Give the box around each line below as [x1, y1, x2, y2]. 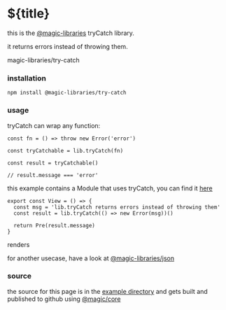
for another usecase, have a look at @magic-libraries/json [7, 254, 175, 262]
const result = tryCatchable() [7, 160, 99, 167]
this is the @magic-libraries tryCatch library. [7, 29, 135, 37]
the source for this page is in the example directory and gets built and [7, 287, 208, 295]
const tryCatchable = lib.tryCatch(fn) [7, 147, 124, 154]
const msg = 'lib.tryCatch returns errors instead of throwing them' [13, 204, 220, 211]
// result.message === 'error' [7, 171, 99, 178]
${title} [7, 6, 50, 22]
